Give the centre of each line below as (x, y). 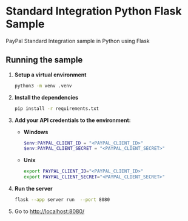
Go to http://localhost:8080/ (49, 211)
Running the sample (44, 60)
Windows (36, 132)
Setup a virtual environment (50, 75)
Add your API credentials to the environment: (72, 120)
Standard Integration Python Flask (94, 11)
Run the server (33, 189)
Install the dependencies (46, 97)
